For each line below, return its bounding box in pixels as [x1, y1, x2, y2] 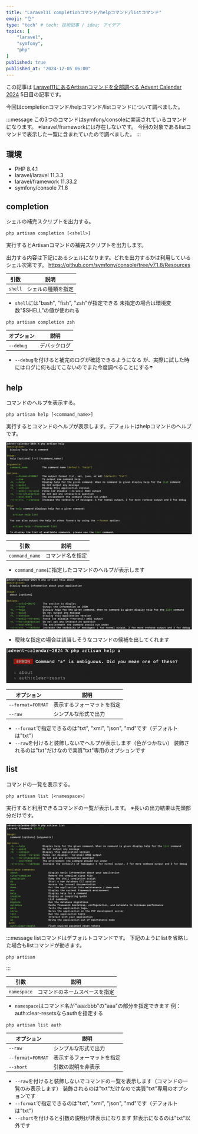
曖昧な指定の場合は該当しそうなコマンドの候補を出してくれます [14, 636, 170, 643]
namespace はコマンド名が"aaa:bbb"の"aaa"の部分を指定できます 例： [14, 1002, 181, 1009]
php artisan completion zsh [6, 320, 75, 325]
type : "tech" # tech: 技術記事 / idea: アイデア [6, 22, 121, 28]
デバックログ [39, 342, 71, 349]
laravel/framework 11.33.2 [14, 178, 77, 185]
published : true [6, 59, 46, 65]
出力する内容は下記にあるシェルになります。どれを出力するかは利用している [6, 254, 192, 261]
